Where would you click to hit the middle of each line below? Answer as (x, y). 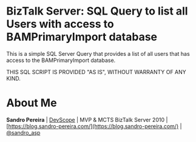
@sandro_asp (23, 132)
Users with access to (60, 24)
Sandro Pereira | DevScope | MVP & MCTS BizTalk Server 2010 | (87, 120)
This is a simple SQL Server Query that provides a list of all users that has (98, 53)
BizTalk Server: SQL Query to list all (97, 11)
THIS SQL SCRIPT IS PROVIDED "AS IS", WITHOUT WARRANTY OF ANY (96, 72)
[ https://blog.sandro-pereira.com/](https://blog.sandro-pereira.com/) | (94, 126)
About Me (32, 103)
